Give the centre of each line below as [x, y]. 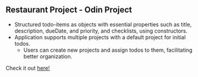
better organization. [48, 56]
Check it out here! [28, 68]
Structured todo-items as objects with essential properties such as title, [103, 24]
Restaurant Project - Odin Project [69, 10]
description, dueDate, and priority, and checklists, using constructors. [101, 31]
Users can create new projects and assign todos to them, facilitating [108, 50]
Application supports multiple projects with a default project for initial [100, 37]
